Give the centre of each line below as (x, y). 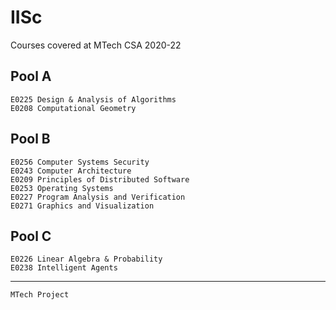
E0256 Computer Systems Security (80, 162)
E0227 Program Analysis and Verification (98, 197)
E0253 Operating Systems (62, 188)
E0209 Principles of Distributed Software (100, 179)
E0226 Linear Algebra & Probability (86, 259)
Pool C (31, 236)
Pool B (30, 139)
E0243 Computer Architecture (71, 171)
